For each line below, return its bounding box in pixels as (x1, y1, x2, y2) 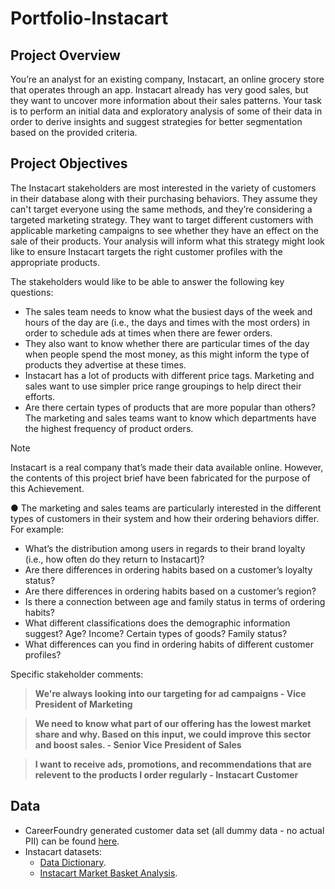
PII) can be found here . (24, 835, 120, 847)
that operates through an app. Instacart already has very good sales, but (10, 84, 309, 96)
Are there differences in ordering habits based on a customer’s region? (24, 585, 317, 597)
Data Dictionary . (39, 856, 107, 868)
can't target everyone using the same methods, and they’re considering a (10, 203, 313, 215)
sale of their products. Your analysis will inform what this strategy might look (10, 235, 326, 247)
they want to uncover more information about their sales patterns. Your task (10, 95, 323, 106)
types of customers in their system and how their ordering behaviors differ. (10, 512, 320, 524)
